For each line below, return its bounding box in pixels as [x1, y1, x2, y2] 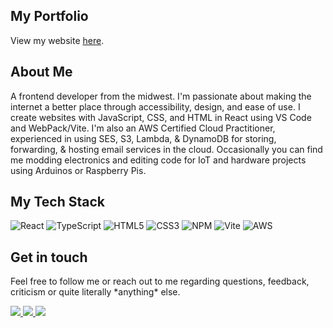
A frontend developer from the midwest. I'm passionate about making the [10, 90, 312, 102]
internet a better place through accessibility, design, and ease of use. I [10, 100, 301, 113]
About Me [10, 64, 73, 81]
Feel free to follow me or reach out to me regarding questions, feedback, [10, 275, 310, 288]
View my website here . [10, 34, 105, 46]
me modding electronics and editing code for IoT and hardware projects [10, 154, 307, 166]
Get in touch [10, 249, 88, 266]
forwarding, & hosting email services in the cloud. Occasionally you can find [10, 143, 323, 155]
